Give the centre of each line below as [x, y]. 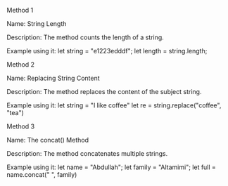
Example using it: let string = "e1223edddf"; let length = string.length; [107, 51]
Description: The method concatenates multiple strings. [87, 153]
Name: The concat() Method [48, 140]
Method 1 [20, 10]
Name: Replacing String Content [53, 78]
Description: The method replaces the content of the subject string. [104, 92]
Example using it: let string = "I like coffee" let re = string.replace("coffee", [114, 105]
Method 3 [21, 126]
